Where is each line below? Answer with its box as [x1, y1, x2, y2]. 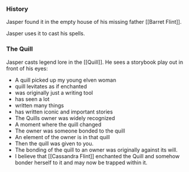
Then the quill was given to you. [14, 140, 94, 147]
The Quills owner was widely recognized [14, 114, 115, 121]
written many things [14, 102, 64, 109]
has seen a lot [14, 95, 50, 103]
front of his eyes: [6, 64, 48, 72]
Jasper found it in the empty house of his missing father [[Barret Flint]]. [6, 19, 182, 26]
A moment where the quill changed [14, 121, 102, 128]
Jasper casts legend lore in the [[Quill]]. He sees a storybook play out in [6, 59, 184, 66]
